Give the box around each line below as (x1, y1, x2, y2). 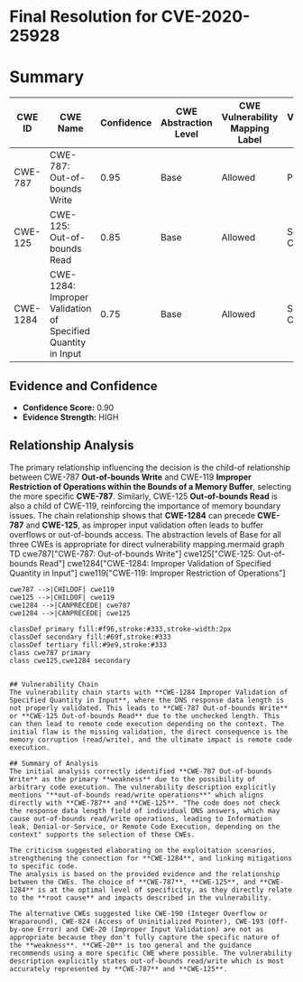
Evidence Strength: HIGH (22, 411, 119, 422)
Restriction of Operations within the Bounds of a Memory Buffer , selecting (9, 481, 291, 491)
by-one (9, 924, 34, 934)
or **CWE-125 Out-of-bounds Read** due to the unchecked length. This (9, 711, 280, 720)
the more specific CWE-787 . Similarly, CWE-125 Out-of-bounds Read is (9, 491, 278, 501)
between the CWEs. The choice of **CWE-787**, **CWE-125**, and (9, 877, 256, 886)
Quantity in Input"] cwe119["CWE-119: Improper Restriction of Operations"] (9, 567, 286, 578)
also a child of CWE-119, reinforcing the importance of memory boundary (9, 500, 281, 511)
